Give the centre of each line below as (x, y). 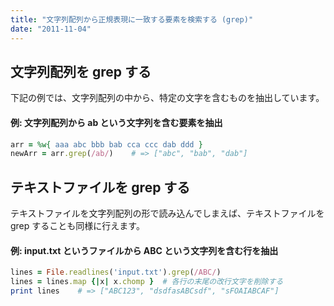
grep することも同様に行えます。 (77, 226)
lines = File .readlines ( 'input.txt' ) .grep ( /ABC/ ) (116, 272)
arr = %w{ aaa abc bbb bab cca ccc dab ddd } (106, 144)
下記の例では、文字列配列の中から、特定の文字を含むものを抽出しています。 (167, 98)
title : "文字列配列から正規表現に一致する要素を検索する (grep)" (132, 19)
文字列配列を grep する (81, 71)
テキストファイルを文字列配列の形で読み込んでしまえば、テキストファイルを (167, 213)
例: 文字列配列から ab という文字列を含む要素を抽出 (116, 122)
